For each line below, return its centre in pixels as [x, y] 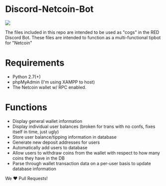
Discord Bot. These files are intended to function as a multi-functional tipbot [83, 37]
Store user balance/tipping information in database [64, 137]
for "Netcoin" [19, 43]
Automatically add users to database [50, 147]
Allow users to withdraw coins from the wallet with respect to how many [86, 153]
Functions [26, 107]
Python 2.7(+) [27, 77]
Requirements [35, 63]
